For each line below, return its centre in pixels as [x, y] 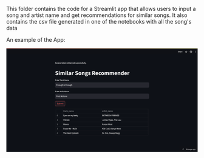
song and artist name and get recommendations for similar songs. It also [97, 15]
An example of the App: [36, 40]
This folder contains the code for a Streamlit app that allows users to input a [101, 9]
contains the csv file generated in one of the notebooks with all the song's [99, 21]
